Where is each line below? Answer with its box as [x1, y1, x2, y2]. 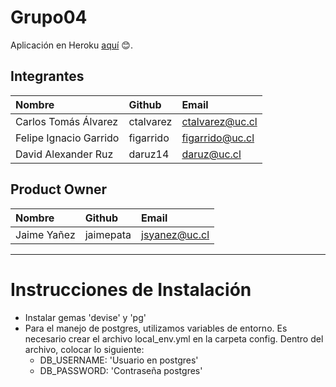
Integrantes [10, 68, 85, 85]
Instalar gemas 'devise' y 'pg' [24, 311, 147, 323]
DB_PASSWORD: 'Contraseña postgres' [39, 364, 203, 376]
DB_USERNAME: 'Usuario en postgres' [39, 354, 199, 366]
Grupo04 [10, 6, 88, 29]
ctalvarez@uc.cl [181, 114, 258, 128]
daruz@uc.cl [181, 147, 242, 161]
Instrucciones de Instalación [10, 278, 252, 301]
